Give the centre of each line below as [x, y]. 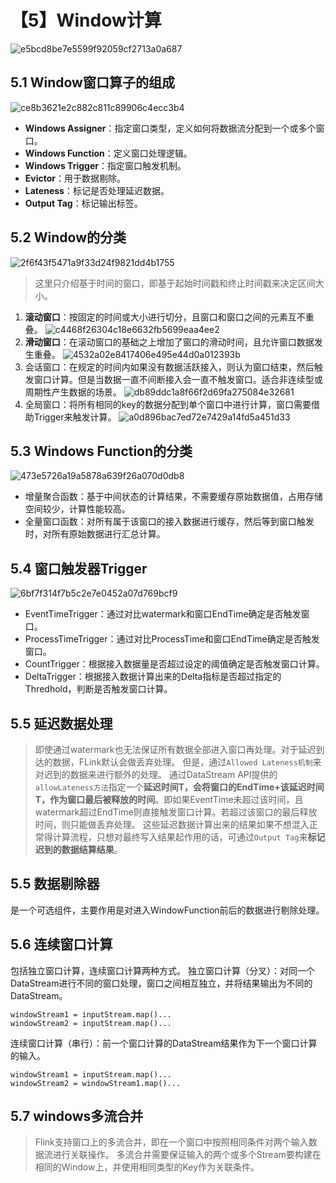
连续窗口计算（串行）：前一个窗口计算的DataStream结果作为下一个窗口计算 [164, 1043]
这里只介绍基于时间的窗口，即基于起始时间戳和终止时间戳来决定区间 [175, 283]
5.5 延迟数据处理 [61, 723]
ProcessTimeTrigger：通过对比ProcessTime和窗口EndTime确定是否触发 [172, 639]
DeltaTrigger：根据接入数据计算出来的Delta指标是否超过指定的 [153, 677]
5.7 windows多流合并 [77, 1116]
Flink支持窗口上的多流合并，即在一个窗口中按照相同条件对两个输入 [171, 1142]
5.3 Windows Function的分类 [101, 451]
